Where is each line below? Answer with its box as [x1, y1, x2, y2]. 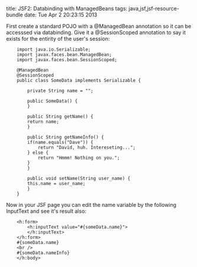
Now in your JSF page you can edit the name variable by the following [6, 202, 177, 208]
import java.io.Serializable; [17, 47, 91, 52]
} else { [27, 150, 49, 156]
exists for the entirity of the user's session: [6, 35, 110, 42]
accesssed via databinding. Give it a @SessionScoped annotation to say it [6, 29, 186, 36]
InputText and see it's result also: [6, 207, 87, 215]
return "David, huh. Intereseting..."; [37, 144, 136, 150]
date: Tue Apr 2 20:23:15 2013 [24, 11, 97, 18]
